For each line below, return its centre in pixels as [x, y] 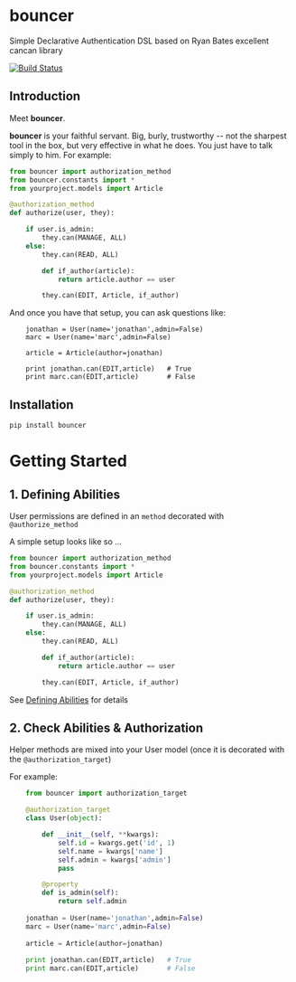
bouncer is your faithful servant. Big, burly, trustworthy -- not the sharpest [148, 136]
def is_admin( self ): [80, 893]
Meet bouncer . [37, 118]
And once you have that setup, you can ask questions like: [118, 313]
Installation [42, 405]
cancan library [36, 50]
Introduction [45, 96]
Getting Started [69, 461]
